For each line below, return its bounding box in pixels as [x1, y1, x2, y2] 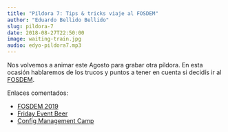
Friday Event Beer [17, 109, 68, 118]
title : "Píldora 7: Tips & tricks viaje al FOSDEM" [7, 10, 158, 17]
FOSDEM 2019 [17, 102, 59, 110]
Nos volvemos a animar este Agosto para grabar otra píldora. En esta [7, 61, 203, 69]
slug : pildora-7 [7, 23, 54, 30]
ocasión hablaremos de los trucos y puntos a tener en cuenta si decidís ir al [7, 68, 222, 76]
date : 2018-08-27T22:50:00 [7, 29, 85, 36]
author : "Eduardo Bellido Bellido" [7, 16, 110, 23]
